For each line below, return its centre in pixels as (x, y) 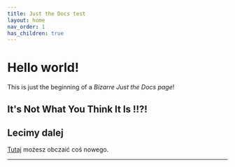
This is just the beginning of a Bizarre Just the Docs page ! (91, 87)
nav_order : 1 (26, 27)
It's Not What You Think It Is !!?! (78, 109)
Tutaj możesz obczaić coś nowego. (58, 150)
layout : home (26, 20)
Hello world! (43, 68)
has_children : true (36, 33)
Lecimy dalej (36, 132)
